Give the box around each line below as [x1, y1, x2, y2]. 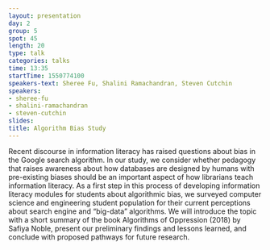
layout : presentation [8, 11, 81, 20]
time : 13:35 [8, 65, 48, 73]
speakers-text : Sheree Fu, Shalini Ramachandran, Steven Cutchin [8, 79, 232, 87]
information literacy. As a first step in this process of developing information [8, 181, 260, 190]
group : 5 [8, 27, 38, 35]
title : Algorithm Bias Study [8, 124, 106, 132]
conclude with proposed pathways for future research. [8, 231, 190, 242]
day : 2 [8, 19, 31, 27]
